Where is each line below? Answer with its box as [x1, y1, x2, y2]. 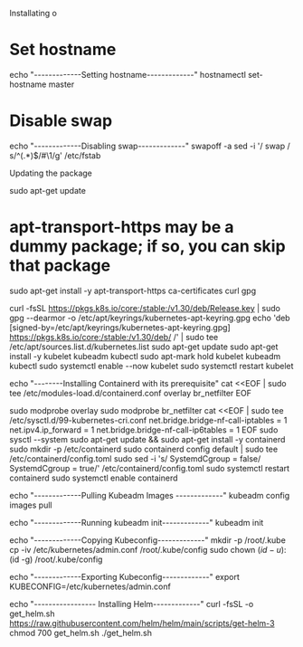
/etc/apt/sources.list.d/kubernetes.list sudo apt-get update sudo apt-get [9, 341, 279, 352]
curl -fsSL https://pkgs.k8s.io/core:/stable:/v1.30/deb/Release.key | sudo [9, 302, 280, 313]
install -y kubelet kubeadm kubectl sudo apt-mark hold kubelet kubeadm [9, 350, 281, 361]
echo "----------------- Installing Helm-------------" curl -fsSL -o [9, 598, 254, 609]
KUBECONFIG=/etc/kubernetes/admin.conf [9, 581, 172, 592]
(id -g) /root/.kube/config [9, 554, 103, 565]
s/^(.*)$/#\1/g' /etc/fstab [9, 149, 101, 161]
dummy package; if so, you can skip [9, 236, 287, 257]
